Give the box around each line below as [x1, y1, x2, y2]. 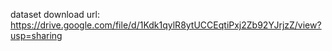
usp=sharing [10, 30, 63, 41]
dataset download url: [10, 9, 100, 20]
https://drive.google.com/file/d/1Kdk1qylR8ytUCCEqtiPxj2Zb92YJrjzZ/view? [10, 19, 322, 31]
